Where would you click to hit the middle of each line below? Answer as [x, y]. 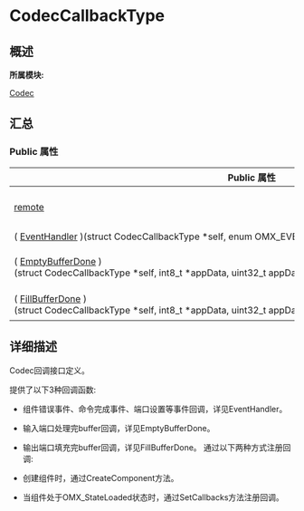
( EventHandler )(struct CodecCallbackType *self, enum [133, 236]
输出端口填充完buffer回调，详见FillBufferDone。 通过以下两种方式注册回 [157, 447]
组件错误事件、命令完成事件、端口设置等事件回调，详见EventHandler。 [155, 409]
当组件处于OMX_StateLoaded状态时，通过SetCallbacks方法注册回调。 [153, 497]
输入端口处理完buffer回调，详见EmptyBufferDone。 [119, 428]
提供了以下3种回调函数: [53, 390]
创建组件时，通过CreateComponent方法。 [100, 477]
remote [29, 207]
